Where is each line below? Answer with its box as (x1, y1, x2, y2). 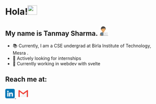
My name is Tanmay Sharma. (5, 29, 98, 38)
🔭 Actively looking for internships (12, 55, 82, 61)
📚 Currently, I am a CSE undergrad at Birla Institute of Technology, (12, 43, 151, 49)
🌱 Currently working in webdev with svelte (12, 61, 101, 66)
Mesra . (12, 50, 29, 56)
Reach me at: (5, 75, 47, 84)
